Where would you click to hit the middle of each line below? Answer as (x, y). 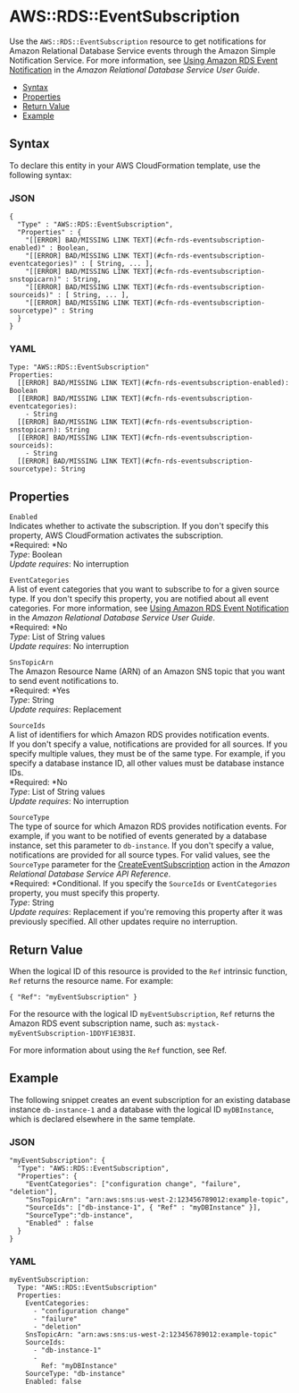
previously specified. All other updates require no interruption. (124, 922)
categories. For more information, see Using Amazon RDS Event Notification (149, 608)
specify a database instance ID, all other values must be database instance (147, 764)
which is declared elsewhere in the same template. (103, 1119)
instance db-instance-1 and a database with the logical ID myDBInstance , (141, 1109)
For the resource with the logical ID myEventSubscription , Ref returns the (142, 1013)
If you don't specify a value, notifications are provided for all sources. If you (148, 744)
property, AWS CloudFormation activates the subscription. (116, 535)
